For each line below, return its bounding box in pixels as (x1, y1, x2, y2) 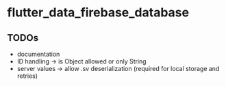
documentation (16, 50, 60, 58)
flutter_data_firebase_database (7, 5, 190, 20)
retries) (16, 72, 38, 80)
